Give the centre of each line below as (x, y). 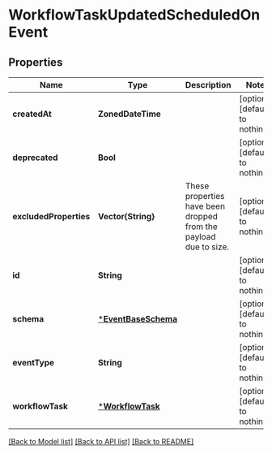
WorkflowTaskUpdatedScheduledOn (134, 15)
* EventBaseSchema (138, 319)
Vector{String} (127, 216)
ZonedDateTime (130, 114)
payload (200, 237)
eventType (34, 363)
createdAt (32, 114)
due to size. (207, 247)
